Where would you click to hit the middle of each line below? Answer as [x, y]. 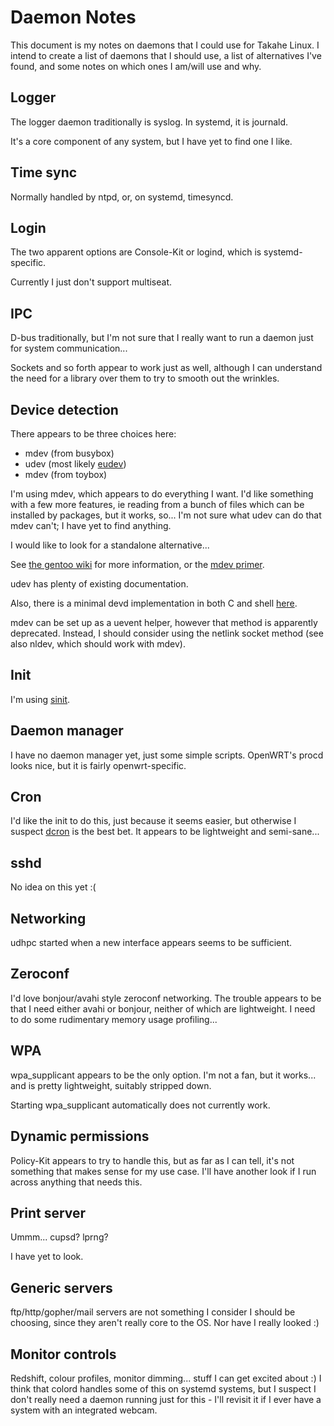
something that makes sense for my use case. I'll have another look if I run [163, 1171]
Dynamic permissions [80, 1136]
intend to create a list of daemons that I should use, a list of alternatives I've [166, 55]
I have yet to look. [47, 1257]
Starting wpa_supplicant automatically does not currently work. [140, 1105]
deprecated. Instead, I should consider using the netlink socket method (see [167, 633]
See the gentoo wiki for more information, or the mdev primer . [137, 564]
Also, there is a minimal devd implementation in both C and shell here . [154, 603]
